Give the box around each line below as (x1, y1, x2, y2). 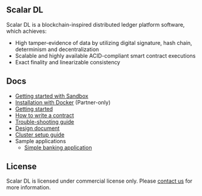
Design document (15, 124, 60, 132)
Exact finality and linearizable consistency (15, 58, 120, 66)
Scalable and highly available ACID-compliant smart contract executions (15, 52, 196, 59)
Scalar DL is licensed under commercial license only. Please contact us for (6, 177, 193, 184)
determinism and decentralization (15, 46, 99, 53)
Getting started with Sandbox (15, 92, 89, 100)
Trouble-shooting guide (15, 118, 75, 125)
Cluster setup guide (15, 130, 65, 138)
